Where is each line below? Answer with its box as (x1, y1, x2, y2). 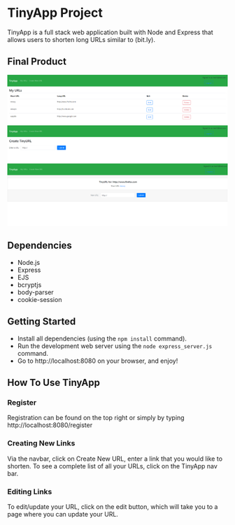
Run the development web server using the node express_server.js (17, 341, 213, 350)
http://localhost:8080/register (7, 421, 93, 429)
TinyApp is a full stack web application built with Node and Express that (7, 28, 213, 36)
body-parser (17, 288, 54, 296)
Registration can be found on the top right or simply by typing (7, 414, 185, 422)
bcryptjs (17, 280, 42, 289)
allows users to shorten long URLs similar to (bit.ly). (7, 35, 156, 43)
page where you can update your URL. (7, 510, 119, 518)
